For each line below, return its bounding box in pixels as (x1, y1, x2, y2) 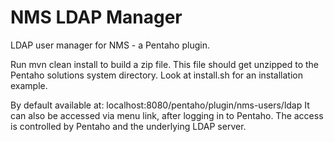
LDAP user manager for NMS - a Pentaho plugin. (10, 39, 210, 51)
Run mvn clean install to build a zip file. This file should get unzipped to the (10, 58, 320, 70)
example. (10, 79, 48, 91)
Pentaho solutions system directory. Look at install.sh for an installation (10, 69, 303, 81)
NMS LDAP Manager (10, 6, 183, 29)
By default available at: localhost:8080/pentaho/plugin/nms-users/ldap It (10, 99, 310, 111)
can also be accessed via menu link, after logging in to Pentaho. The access (10, 109, 324, 121)
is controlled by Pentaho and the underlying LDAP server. (10, 120, 247, 132)
